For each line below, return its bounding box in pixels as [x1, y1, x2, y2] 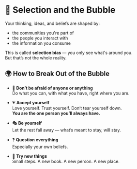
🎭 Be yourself [12, 120, 42, 126]
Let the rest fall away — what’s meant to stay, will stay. [12, 127, 121, 133]
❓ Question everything [12, 136, 59, 143]
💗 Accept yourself [12, 99, 50, 105]
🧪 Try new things [12, 153, 47, 159]
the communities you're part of [12, 30, 74, 36]
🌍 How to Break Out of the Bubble [5, 70, 110, 78]
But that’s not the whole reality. [5, 55, 67, 60]
